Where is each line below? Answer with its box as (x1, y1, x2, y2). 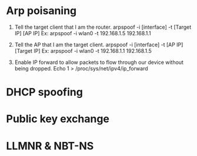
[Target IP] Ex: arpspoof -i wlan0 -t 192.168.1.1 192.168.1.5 (14, 47, 152, 54)
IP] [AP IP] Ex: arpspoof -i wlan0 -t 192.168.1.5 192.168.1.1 (14, 29, 151, 36)
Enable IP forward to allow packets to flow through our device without (14, 59, 184, 66)
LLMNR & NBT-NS (6, 139, 94, 152)
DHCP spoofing (6, 86, 84, 99)
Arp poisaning (6, 4, 77, 18)
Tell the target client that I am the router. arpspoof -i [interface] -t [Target (14, 23, 192, 30)
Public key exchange (6, 113, 110, 126)
